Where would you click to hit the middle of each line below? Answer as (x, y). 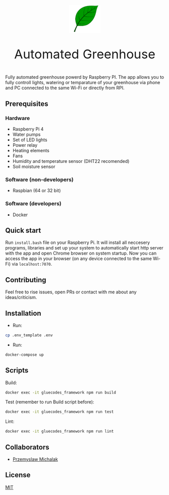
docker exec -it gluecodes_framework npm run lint (60, 431)
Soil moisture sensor (34, 166)
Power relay (25, 145)
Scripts (17, 370)
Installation (23, 313)
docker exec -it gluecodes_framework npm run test (60, 412)
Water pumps (26, 134)
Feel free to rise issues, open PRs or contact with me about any (71, 292)
